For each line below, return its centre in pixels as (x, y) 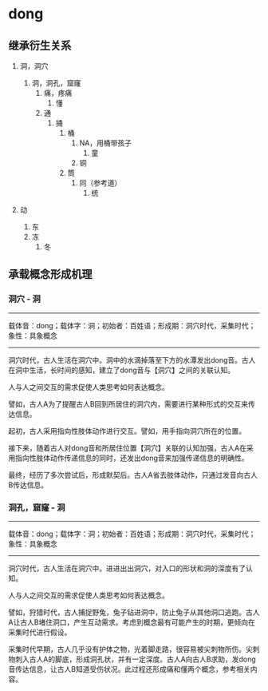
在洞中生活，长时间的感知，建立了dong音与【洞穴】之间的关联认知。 (122, 370)
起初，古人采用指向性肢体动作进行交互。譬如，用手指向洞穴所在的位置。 (127, 431)
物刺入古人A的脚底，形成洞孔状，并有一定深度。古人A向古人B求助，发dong (132, 659)
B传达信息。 (28, 485)
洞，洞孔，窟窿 (56, 83)
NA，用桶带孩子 (105, 143)
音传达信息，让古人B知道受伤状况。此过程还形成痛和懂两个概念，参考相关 (130, 669)
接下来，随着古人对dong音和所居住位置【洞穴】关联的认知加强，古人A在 (128, 447)
